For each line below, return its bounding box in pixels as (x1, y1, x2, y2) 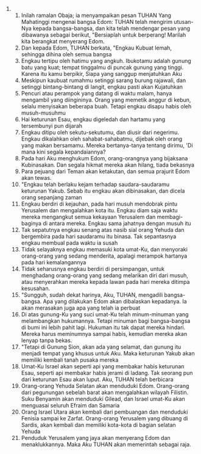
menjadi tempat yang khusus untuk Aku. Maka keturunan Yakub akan (21, 350, 195, 357)
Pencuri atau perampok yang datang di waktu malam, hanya (21, 90, 172, 97)
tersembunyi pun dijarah (21, 122, 83, 129)
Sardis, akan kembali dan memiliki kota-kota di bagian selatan (21, 422, 177, 428)
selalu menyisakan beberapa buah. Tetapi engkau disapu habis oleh (21, 103, 192, 110)
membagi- (157, 214, 183, 220)
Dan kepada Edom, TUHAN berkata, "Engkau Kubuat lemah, (21, 44, 172, 51)
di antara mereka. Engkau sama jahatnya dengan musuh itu (42, 220, 191, 227)
